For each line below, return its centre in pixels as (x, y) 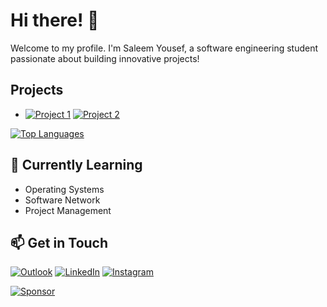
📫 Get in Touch (59, 242)
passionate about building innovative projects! (105, 58)
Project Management (68, 210)
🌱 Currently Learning (76, 165)
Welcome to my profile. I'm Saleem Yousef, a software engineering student (164, 48)
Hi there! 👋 (55, 20)
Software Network (62, 200)
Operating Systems (64, 189)
